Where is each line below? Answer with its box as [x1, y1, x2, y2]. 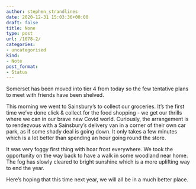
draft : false [6, 19, 38, 25]
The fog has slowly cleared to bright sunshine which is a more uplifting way [6, 158, 191, 165]
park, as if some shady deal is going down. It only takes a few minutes [6, 128, 178, 135]
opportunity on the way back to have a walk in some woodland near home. [6, 152, 188, 159]
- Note [6, 58, 23, 64]
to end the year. [6, 165, 44, 172]
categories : [6, 42, 36, 48]
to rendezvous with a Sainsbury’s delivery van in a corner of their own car [6, 122, 187, 129]
